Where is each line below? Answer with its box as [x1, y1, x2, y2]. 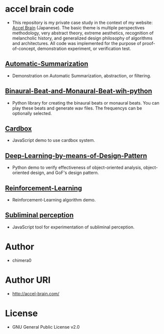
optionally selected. [12, 110, 52, 116]
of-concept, [12, 45, 37, 51]
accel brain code [5, 3, 74, 15]
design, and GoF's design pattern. [30, 170, 99, 176]
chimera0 [12, 257, 32, 263]
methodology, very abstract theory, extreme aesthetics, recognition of [12, 30, 154, 36]
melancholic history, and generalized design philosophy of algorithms [12, 35, 153, 41]
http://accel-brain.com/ [12, 290, 60, 296]
